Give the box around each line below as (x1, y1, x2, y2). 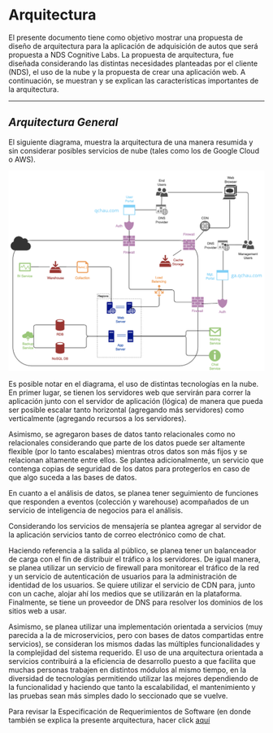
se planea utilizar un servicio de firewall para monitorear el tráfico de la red (8, 562, 260, 572)
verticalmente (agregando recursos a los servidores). (8, 413, 187, 423)
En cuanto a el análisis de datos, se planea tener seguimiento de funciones (8, 488, 258, 497)
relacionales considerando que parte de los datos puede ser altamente (8, 437, 245, 448)
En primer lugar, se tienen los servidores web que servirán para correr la (8, 388, 251, 397)
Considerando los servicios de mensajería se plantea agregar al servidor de (8, 521, 262, 531)
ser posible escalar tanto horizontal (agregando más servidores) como (8, 405, 245, 414)
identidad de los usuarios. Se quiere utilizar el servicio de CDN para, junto (8, 579, 256, 590)
